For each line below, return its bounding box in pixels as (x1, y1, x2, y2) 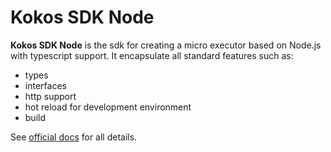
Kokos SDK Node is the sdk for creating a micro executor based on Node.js (10, 39, 322, 51)
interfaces (24, 79, 67, 91)
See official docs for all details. (10, 131, 138, 143)
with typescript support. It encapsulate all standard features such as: (10, 49, 294, 61)
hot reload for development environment (24, 101, 192, 113)
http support (24, 90, 77, 102)
